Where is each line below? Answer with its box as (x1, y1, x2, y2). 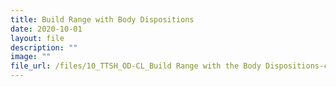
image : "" (10, 52, 52, 62)
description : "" (10, 42, 78, 53)
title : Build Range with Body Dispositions (10, 14, 195, 25)
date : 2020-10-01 (10, 24, 83, 34)
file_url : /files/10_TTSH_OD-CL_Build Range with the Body (10, 61, 262, 71)
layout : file (10, 33, 65, 43)
